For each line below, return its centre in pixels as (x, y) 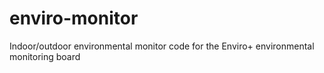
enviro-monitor (74, 18)
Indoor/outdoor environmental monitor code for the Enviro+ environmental (162, 46)
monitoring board (45, 56)
